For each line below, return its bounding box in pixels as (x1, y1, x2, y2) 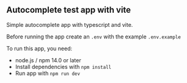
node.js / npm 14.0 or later (15, 56, 81, 63)
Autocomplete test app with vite (6, 5, 131, 15)
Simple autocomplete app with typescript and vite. (6, 21, 133, 28)
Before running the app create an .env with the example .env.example (6, 33, 182, 40)
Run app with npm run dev (15, 70, 81, 77)
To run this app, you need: (6, 45, 72, 52)
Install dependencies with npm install (15, 63, 112, 70)
